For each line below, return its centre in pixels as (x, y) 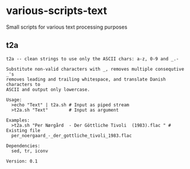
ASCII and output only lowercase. (48, 89)
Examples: (18, 120)
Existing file (23, 130)
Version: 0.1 (22, 161)
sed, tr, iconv (30, 151)
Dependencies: (23, 146)
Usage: (14, 100)
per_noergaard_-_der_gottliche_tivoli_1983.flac (72, 136)
